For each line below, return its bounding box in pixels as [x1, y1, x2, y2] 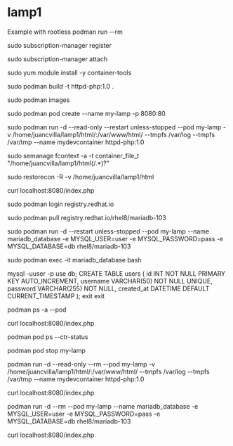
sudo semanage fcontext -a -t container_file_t [7, 151, 140, 160]
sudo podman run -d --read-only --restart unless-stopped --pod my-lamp [7, 122, 222, 131]
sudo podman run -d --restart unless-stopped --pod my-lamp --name [7, 227, 210, 236]
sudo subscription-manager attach [7, 54, 108, 63]
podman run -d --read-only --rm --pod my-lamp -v [7, 359, 156, 368]
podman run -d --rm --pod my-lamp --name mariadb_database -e [7, 402, 199, 410]
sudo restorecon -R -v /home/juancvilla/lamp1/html [7, 172, 154, 181]
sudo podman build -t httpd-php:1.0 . [7, 82, 114, 90]
